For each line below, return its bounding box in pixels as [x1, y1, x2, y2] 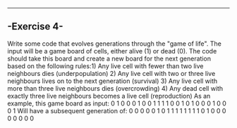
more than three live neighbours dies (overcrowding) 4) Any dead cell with [7, 84, 224, 92]
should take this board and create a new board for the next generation [7, 54, 212, 63]
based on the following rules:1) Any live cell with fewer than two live [7, 61, 204, 70]
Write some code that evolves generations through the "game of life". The [7, 39, 222, 48]
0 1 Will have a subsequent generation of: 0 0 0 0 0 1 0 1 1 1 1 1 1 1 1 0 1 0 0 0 [7, 106, 226, 115]
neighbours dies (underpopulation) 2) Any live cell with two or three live [7, 69, 216, 77]
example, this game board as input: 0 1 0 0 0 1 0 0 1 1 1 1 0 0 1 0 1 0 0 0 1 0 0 [7, 99, 227, 108]
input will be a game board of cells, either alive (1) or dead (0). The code [7, 46, 217, 55]
